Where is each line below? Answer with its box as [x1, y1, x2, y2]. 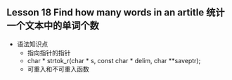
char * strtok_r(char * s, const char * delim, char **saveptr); [27, 56, 201, 65]
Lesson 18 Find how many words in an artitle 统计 [6, 6, 225, 19]
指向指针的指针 [27, 48, 71, 57]
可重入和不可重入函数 [27, 65, 89, 73]
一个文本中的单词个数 [6, 20, 99, 32]
